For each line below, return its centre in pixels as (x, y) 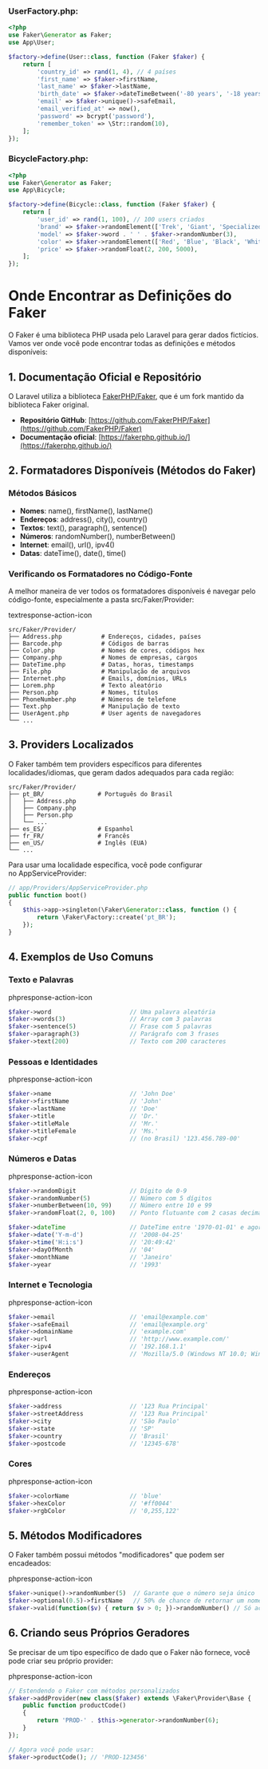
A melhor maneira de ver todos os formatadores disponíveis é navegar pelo (132, 591)
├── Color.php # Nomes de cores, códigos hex (106, 650)
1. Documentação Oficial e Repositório (105, 377)
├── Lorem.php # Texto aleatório (85, 685)
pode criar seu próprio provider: (61, 1661)
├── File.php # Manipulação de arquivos (100, 672)
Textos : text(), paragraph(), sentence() (83, 527)
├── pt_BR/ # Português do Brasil (91, 794)
